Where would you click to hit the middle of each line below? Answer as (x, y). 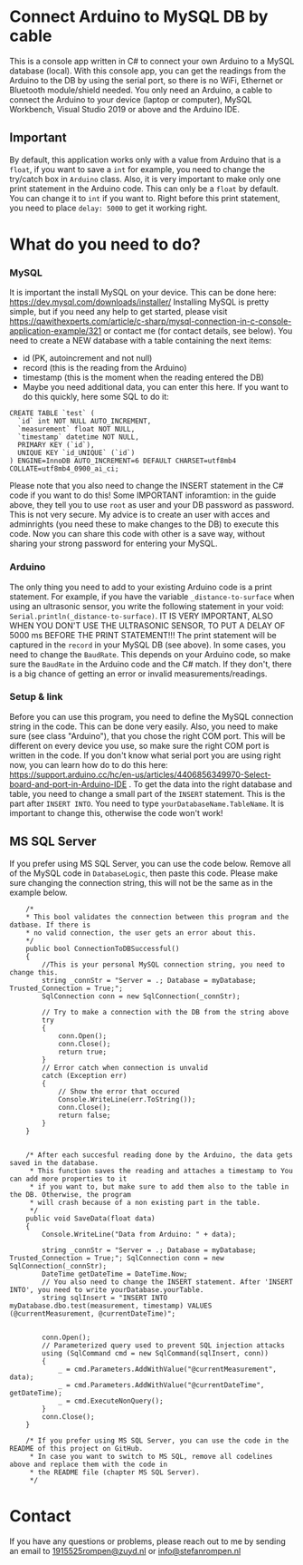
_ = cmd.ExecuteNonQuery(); (111, 1401)
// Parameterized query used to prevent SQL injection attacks (163, 1345)
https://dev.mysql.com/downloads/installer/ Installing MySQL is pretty (139, 302)
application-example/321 (56, 331)
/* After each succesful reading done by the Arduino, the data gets (160, 1155)
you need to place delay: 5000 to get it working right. (109, 208)
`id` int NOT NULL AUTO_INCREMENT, (85, 422)
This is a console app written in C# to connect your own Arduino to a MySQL (152, 61)
